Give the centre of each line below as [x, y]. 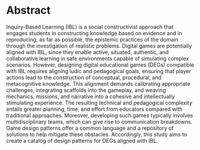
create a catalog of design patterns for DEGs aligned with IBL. [82, 140]
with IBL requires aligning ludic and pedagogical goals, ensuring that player [99, 71]
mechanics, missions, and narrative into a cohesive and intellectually [90, 96]
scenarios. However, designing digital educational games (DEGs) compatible [100, 65]
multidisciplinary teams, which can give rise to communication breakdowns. [99, 121]
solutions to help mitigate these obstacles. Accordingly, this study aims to [96, 134]
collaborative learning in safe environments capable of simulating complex [98, 58]
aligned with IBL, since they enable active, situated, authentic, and [87, 52]
